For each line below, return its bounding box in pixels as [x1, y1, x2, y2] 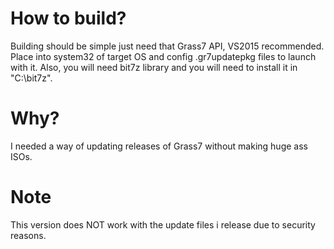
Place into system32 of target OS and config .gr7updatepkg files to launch [10, 50, 317, 62]
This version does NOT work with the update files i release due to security [10, 218, 316, 231]
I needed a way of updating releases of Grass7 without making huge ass [10, 140, 308, 152]
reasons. [10, 229, 47, 241]
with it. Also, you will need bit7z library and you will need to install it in [10, 61, 298, 73]
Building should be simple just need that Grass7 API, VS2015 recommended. [10, 40, 325, 52]
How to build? [10, 7, 127, 30]
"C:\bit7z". [10, 72, 53, 84]
